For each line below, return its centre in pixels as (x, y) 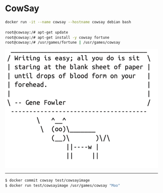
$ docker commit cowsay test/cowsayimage (48, 180)
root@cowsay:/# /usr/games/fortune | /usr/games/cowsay (63, 43)
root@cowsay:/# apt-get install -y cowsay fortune (57, 37)
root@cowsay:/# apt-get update (37, 32)
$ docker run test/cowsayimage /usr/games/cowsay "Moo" (63, 185)
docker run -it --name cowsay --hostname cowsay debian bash (68, 22)
